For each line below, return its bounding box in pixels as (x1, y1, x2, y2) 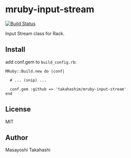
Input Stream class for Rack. (5, 30, 65, 36)
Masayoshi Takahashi (5, 147, 51, 153)
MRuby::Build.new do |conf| (5, 69, 65, 74)
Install (5, 45, 25, 54)
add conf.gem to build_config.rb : (5, 59, 77, 65)
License (5, 105, 31, 114)
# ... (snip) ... (10, 78, 47, 83)
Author (5, 133, 28, 142)
